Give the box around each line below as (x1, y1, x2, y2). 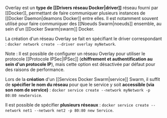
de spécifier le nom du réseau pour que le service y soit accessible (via (5, 81, 155, 87)
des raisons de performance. (5, 66, 65, 72)
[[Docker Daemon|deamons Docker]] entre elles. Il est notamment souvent (5, 15, 159, 21)
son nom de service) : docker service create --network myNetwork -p (5, 87, 151, 92)
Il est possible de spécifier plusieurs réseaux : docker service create (5, 102, 149, 107)
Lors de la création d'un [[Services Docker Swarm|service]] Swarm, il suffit (5, 76, 161, 82)
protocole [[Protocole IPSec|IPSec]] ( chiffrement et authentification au (5, 56, 153, 62)
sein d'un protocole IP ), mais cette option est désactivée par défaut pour (5, 61, 156, 67)
